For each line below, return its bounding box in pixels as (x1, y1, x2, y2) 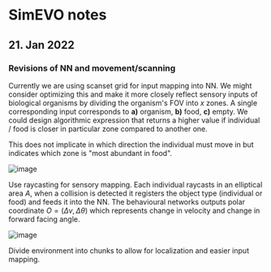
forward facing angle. (8, 214, 80, 224)
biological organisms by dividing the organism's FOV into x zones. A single (8, 97, 258, 107)
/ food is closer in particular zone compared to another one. (8, 123, 209, 133)
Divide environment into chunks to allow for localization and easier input (8, 245, 250, 255)
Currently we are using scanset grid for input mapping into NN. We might (8, 80, 252, 90)
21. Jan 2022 (8, 38, 75, 52)
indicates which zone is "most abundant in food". (8, 148, 173, 158)
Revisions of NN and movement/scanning (8, 63, 176, 74)
